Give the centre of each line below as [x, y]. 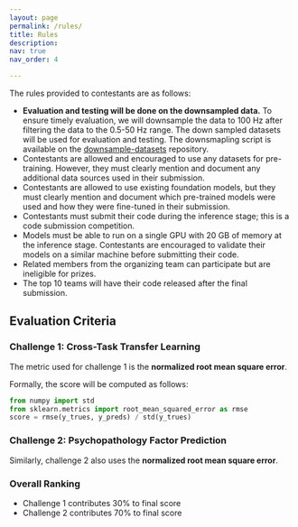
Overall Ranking [45, 484]
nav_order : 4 [34, 60]
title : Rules [34, 34]
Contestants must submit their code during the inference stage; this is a [156, 216]
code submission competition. [79, 226]
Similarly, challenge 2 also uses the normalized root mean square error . [144, 460]
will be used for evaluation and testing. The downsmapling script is [147, 139]
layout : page [34, 18]
